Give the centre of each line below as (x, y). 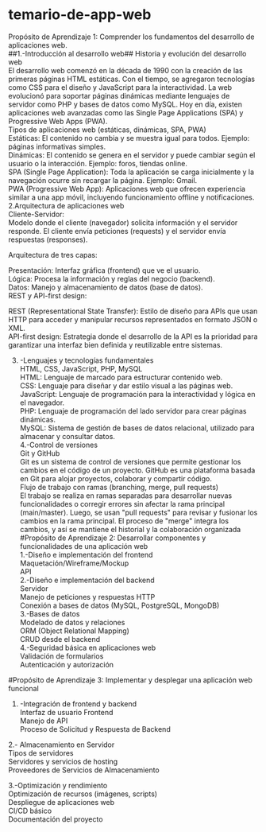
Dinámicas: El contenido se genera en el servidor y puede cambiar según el (132, 155)
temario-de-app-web (80, 15)
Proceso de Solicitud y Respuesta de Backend (95, 729)
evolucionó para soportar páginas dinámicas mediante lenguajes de (119, 95)
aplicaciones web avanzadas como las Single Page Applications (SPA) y (126, 112)
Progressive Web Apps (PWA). (58, 121)
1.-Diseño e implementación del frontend (86, 554)
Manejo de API (44, 721)
